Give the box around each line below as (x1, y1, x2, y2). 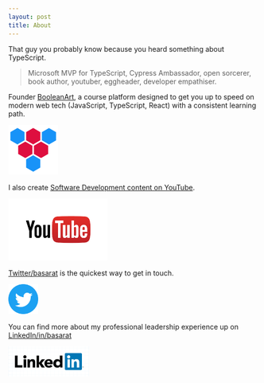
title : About (8, 21, 52, 29)
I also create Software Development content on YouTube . (8, 182, 196, 192)
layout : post (8, 13, 52, 21)
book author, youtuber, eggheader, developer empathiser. (27, 76, 217, 86)
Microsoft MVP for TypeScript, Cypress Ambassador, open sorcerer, (27, 68, 252, 77)
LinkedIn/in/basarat (8, 330, 72, 340)
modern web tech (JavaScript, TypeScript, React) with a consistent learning (8, 100, 257, 110)
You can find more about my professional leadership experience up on (8, 322, 239, 331)
